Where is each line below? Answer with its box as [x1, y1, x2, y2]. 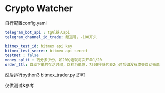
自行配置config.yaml [5, 20, 47, 26]
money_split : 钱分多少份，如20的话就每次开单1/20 [5, 58, 102, 63]
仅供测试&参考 [5, 83, 35, 89]
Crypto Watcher [5, 3, 73, 14]
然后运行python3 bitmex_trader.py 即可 [5, 72, 86, 78]
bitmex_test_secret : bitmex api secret [5, 48, 88, 53]
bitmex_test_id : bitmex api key [5, 43, 72, 49]
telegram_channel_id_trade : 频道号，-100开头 [5, 34, 97, 40]
